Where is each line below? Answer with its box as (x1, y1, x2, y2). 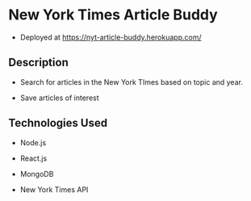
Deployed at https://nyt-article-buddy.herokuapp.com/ (19, 32, 202, 42)
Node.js (19, 137, 47, 147)
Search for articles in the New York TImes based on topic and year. (19, 77, 244, 86)
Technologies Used (8, 116, 107, 130)
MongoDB (19, 169, 54, 178)
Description (8, 56, 69, 69)
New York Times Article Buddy (8, 6, 218, 24)
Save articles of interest (19, 93, 99, 103)
